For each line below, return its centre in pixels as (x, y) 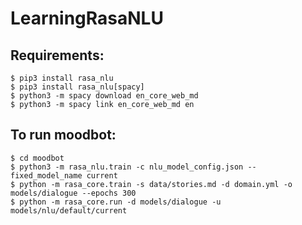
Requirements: (57, 55)
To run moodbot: (63, 135)
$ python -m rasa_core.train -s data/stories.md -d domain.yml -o (151, 184)
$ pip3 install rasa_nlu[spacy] (77, 87)
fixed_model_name (46, 175)
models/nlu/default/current (69, 210)
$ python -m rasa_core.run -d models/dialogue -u (116, 202)
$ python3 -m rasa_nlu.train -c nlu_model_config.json (127, 167)
